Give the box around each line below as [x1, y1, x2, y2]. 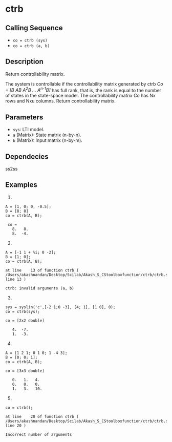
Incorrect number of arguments [5, 432, 72, 437]
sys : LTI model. [12, 127, 45, 133]
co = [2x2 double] [5, 318, 45, 323]
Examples [5, 180, 37, 190]
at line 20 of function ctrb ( [5, 414, 79, 419]
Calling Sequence [5, 24, 63, 32]
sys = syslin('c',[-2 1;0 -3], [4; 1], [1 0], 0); [5, 304, 116, 310]
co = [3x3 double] [5, 368, 45, 373]
